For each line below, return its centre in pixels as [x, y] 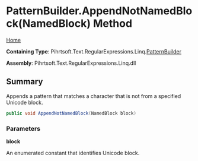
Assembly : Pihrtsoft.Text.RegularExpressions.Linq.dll [71, 63]
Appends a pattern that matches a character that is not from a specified [94, 96]
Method [112, 23]
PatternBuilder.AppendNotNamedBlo [99, 11]
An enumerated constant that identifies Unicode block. [73, 153]
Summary [25, 82]
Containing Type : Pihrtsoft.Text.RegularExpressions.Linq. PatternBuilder [94, 51]
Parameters [23, 128]
